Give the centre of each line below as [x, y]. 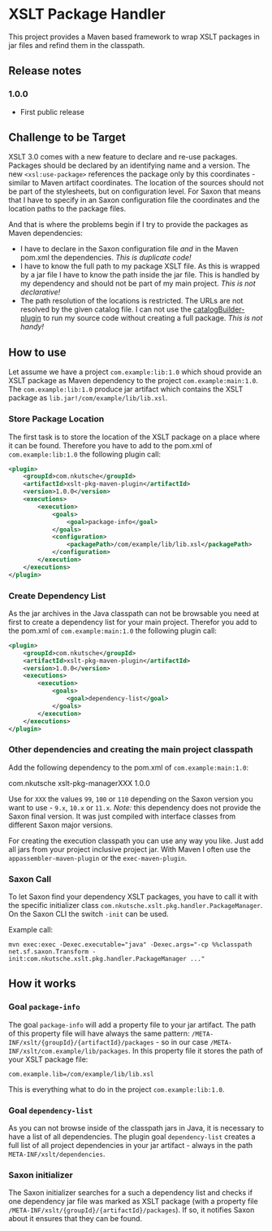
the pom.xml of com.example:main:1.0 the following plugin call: [113, 631]
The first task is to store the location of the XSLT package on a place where [134, 437]
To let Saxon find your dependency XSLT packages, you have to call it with [133, 897]
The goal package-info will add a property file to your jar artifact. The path [132, 1024]
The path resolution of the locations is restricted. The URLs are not [132, 301]
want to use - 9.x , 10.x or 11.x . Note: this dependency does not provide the [135, 807]
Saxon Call [30, 879]
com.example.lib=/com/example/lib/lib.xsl [81, 1074]
